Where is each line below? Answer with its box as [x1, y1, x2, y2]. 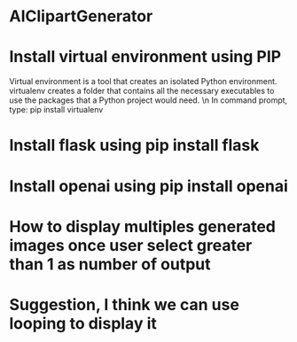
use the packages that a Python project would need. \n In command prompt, [9, 95, 288, 105]
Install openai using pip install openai [9, 175, 288, 196]
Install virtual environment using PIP [9, 47, 282, 67]
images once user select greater [9, 235, 253, 255]
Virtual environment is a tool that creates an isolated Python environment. [9, 76, 277, 87]
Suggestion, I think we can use [9, 294, 239, 315]
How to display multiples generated [9, 216, 277, 237]
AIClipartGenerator [9, 6, 153, 27]
